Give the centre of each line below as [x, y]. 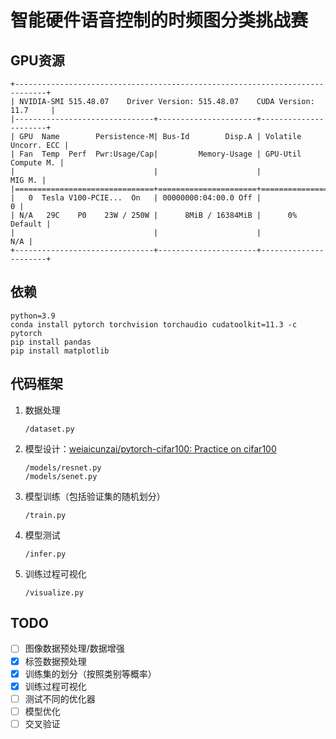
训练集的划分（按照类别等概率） [90, 673]
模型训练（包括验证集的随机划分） [95, 496]
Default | [31, 224]
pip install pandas [51, 342]
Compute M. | [37, 163]
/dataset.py [49, 429]
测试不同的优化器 [60, 698]
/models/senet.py [61, 476]
